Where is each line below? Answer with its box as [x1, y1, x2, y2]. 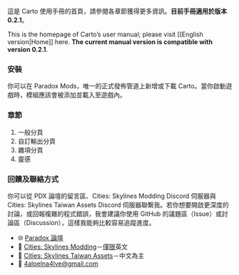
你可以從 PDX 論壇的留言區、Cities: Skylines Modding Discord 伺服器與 [7, 192, 216, 200]
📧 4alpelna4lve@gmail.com [17, 259, 98, 268]
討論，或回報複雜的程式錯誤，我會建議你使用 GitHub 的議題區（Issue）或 [7, 209, 223, 218]
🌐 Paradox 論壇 [17, 233, 64, 242]
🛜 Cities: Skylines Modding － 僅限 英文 [17, 242, 128, 251]
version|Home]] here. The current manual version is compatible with [7, 38, 213, 46]
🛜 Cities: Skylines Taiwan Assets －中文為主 [17, 251, 145, 259]
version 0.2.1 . [7, 46, 49, 53]
